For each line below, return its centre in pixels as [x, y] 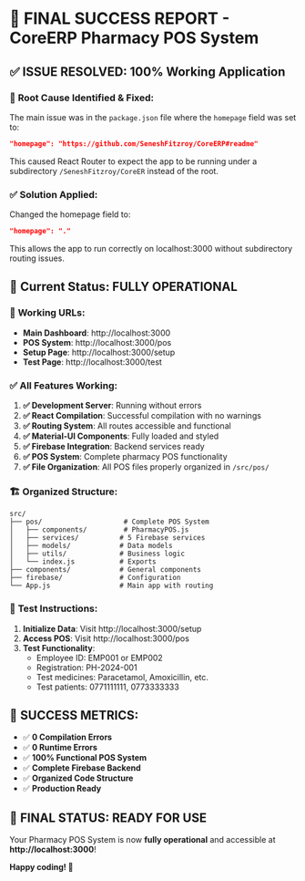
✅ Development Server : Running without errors [112, 405]
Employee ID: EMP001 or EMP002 [100, 658]
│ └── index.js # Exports [83, 562]
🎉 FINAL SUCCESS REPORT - [120, 19]
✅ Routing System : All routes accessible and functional [127, 425]
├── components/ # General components [106, 570]
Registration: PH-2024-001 [87, 667]
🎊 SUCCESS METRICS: [74, 715]
